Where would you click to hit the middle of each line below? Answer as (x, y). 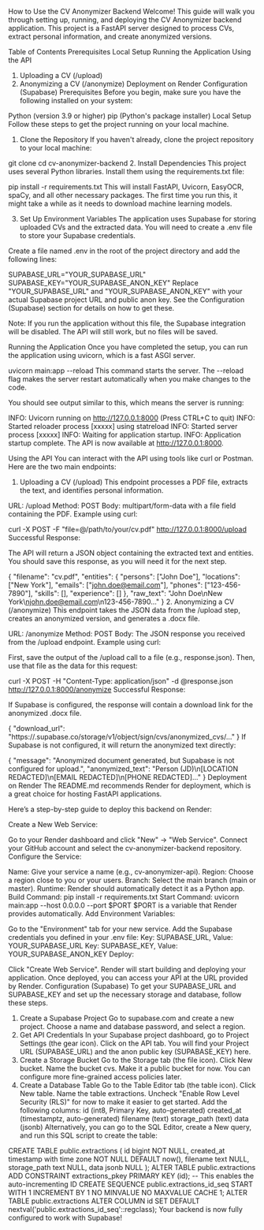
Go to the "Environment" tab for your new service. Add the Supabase (120, 929)
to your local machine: (56, 148)
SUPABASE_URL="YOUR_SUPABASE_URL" (77, 274)
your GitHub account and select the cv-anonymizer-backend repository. (125, 848)
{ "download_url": (37, 728)
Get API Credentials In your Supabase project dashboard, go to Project (134, 1035)
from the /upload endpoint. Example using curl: (85, 642)
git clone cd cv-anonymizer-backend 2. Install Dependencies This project (127, 163)
